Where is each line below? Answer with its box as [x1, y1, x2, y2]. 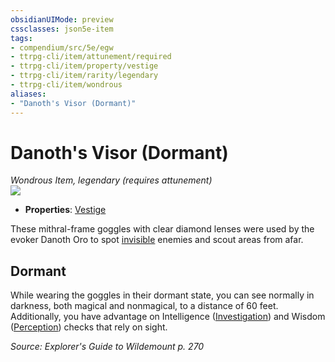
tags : [10, 33, 33, 43]
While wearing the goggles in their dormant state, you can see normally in [10, 289, 315, 301]
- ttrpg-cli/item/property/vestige [10, 61, 159, 71]
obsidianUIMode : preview [10, 14, 114, 25]
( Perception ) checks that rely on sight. [10, 321, 168, 333]
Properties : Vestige [24, 204, 107, 216]
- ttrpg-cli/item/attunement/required [10, 52, 172, 62]
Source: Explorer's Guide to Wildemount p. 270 [10, 341, 205, 353]
